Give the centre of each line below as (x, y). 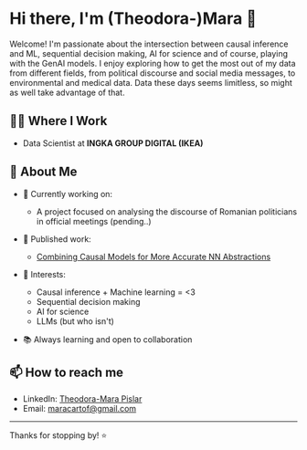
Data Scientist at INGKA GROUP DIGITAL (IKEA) (113, 143)
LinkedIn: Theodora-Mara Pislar (82, 399)
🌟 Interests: (44, 274)
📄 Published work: (57, 239)
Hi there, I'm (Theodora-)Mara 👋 (133, 19)
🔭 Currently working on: (67, 194)
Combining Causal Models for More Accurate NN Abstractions (153, 256)
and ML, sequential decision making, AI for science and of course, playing (149, 53)
